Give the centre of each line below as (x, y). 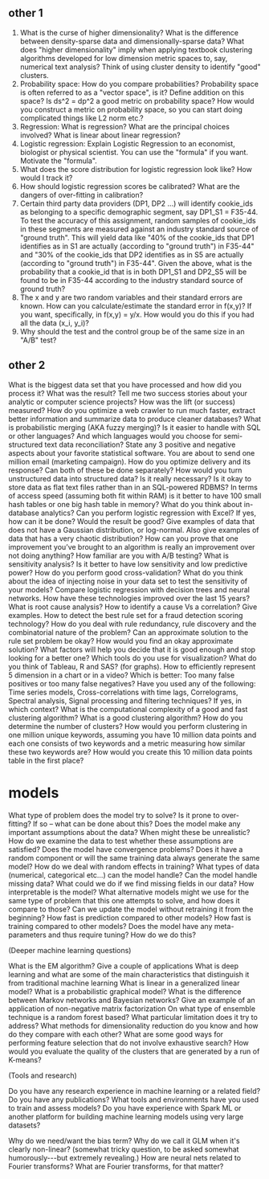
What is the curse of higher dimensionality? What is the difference (129, 32)
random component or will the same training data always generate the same (134, 858)
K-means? (25, 1059)
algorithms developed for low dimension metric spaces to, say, (124, 58)
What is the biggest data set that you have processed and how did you (125, 384)
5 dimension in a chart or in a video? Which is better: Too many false (122, 675)
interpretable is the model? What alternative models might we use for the (129, 892)
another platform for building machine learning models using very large (126, 1116)
